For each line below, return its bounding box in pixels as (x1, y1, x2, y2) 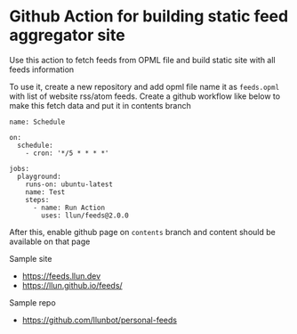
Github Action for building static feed (9, 6, 289, 27)
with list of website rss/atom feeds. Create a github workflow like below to (9, 91, 281, 102)
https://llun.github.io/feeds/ (21, 280, 123, 290)
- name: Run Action (32, 203, 105, 212)
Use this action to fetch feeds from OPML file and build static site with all (9, 54, 276, 65)
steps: (25, 195, 50, 204)
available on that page (9, 236, 91, 247)
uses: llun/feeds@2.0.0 (41, 211, 129, 220)
